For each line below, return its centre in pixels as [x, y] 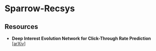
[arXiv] [18, 44]
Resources [21, 27]
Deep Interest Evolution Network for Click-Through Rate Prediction [81, 38]
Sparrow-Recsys [40, 9]
